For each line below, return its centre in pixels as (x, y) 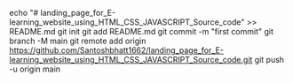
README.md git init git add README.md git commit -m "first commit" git (141, 31)
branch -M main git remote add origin (78, 41)
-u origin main (35, 69)
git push (269, 60)
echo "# (24, 13)
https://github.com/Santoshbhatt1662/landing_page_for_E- (117, 50)
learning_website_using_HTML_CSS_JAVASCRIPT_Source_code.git (131, 60)
